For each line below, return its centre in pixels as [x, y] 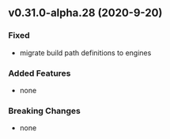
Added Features [40, 73]
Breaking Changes [45, 111]
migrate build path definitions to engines [85, 53]
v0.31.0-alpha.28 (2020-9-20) [85, 13]
